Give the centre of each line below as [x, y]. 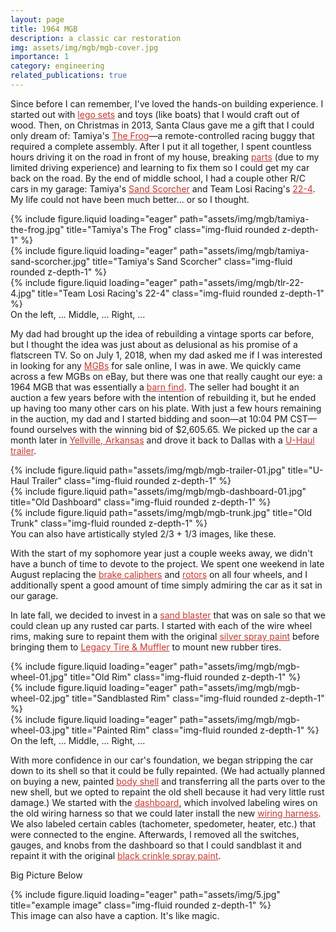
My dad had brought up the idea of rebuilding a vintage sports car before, [162, 333]
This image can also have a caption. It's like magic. [115, 915]
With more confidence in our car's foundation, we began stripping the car [162, 760]
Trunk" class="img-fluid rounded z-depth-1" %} [109, 523]
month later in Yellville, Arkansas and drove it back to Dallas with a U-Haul [162, 440]
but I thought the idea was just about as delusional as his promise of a [154, 344]
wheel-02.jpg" [40, 698]
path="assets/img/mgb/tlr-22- [242, 282]
